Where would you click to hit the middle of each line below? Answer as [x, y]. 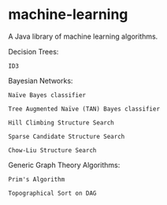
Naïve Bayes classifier [47, 95]
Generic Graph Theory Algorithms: [64, 165]
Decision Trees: [33, 51]
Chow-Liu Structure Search [52, 150]
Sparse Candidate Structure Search [67, 136]
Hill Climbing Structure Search [61, 123]
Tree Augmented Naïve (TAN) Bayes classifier [84, 109]
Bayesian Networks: [41, 80]
